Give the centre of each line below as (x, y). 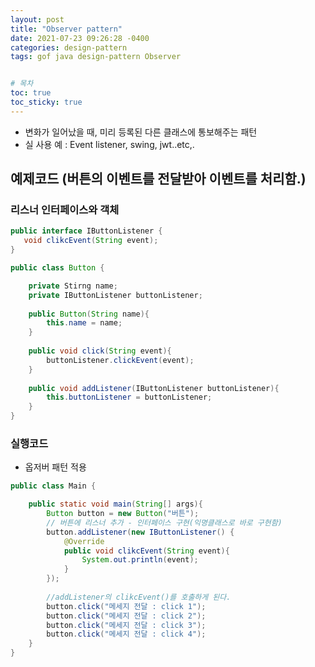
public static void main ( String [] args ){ (115, 504)
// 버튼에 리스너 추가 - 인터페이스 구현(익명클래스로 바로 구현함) (164, 522)
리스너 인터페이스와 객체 (65, 210)
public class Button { (57, 268)
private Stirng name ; (73, 286)
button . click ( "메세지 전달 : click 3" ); (126, 625)
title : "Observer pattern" (66, 29)
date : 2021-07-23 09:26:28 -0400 (80, 38)
